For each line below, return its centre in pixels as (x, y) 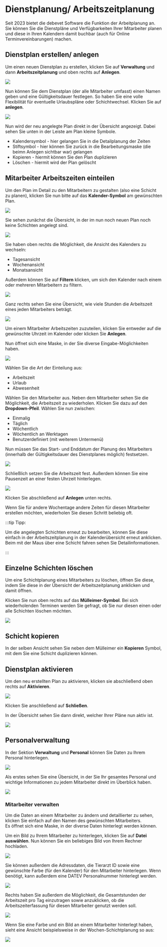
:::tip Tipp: (16, 522)
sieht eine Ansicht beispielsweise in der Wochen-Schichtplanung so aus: (80, 930)
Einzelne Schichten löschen (49, 568)
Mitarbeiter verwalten (32, 804)
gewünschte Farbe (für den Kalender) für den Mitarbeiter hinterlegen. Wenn (83, 870)
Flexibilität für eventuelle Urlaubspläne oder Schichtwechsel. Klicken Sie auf (83, 101)
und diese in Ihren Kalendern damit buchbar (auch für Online (68, 33)
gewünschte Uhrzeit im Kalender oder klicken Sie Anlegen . (66, 333)
